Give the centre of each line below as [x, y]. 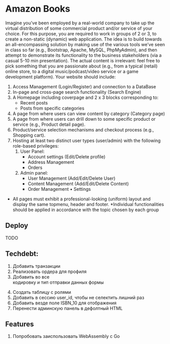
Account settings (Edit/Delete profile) [66, 157]
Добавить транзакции [37, 266]
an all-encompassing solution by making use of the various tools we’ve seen [85, 44]
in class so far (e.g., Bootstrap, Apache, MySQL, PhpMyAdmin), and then [81, 50]
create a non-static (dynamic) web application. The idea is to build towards [84, 39]
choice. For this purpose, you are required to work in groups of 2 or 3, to [81, 33]
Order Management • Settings [59, 189]
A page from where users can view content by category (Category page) [89, 113]
